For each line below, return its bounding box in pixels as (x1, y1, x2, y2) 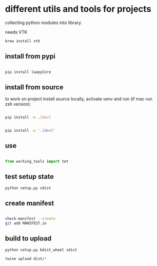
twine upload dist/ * (5, 256, 47, 261)
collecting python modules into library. (5, 20, 82, 25)
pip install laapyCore (5, 70, 51, 74)
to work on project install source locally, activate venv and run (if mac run (5, 96, 153, 102)
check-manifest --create (5, 217, 56, 221)
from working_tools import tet (5, 159, 69, 164)
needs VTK (5, 29, 28, 35)
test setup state (5, 172, 54, 181)
